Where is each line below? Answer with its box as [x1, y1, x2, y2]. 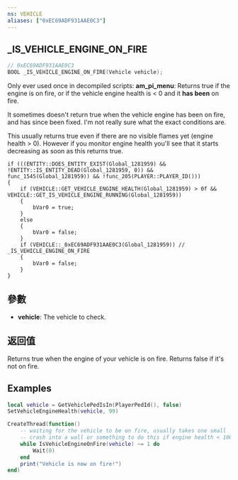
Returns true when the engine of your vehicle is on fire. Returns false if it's [7, 354, 225, 363]
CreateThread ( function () [7, 420, 81, 428]
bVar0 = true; [33, 204, 74, 212]
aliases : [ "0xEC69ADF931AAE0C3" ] [7, 17, 106, 24]
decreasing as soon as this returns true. [7, 147, 124, 156]
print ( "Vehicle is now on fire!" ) [20, 460, 122, 467]
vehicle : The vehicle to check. [17, 312, 106, 321]
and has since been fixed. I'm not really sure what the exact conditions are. [7, 118, 227, 126]
